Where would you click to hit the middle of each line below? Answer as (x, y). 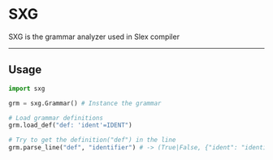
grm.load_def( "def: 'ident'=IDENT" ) (70, 125)
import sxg (27, 89)
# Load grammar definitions (56, 118)
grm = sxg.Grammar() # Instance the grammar (85, 103)
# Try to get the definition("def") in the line (92, 140)
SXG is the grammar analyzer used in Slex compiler (94, 37)
